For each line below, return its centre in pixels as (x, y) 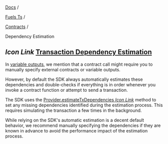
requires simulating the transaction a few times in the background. (73, 110)
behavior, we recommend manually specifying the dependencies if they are (83, 125)
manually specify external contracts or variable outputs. (63, 69)
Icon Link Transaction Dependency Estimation (78, 52)
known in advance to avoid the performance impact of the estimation (76, 130)
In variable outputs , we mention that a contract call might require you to (79, 64)
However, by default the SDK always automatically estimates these (74, 79)
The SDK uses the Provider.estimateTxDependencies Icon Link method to (81, 99)
